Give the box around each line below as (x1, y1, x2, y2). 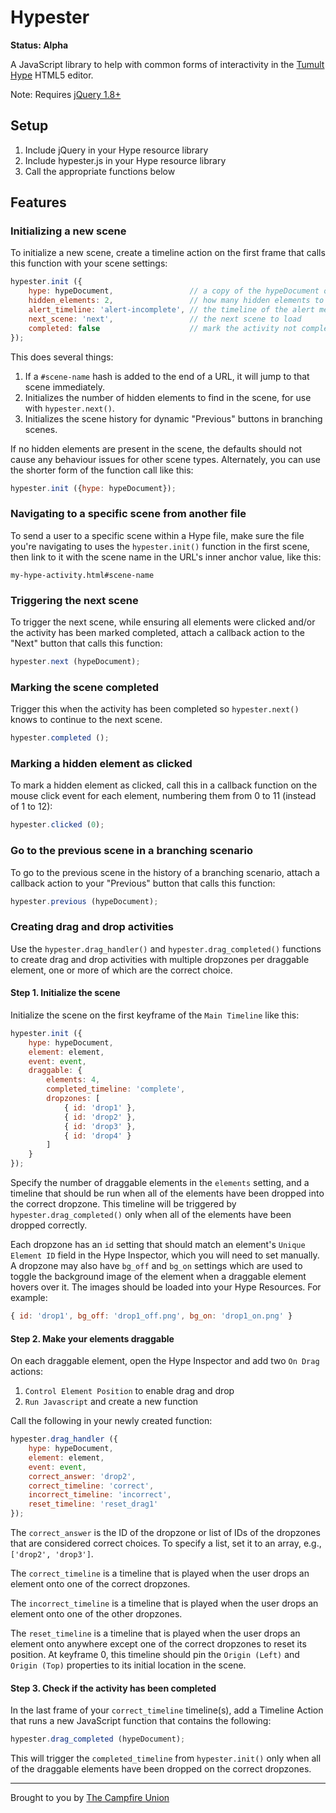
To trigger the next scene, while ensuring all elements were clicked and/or (10, 616, 316, 628)
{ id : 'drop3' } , (63, 1121, 137, 1131)
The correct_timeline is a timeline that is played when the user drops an (10, 1567, 310, 1579)
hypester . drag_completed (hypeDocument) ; (10, 1734, 186, 1745)
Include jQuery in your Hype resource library (24, 144, 209, 156)
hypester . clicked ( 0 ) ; (10, 820, 105, 830)
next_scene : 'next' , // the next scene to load (28, 314, 302, 324)
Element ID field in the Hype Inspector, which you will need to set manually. (10, 1249, 320, 1261)
